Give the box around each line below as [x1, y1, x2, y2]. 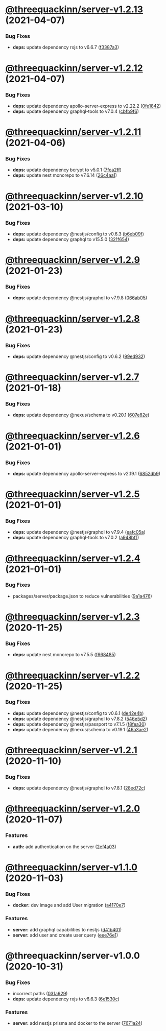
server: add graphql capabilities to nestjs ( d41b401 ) [12, 926, 122, 932]
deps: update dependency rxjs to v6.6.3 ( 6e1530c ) [12, 996, 120, 1002]
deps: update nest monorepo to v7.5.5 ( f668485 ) [12, 652, 116, 658]
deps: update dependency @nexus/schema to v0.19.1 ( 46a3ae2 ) [12, 726, 149, 732]
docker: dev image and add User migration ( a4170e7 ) [12, 902, 126, 908]
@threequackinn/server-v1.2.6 [5, 430, 140, 441]
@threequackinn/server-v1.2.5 [5, 489, 140, 500]
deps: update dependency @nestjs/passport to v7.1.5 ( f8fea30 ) [12, 721, 147, 727]
